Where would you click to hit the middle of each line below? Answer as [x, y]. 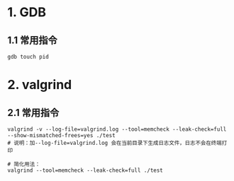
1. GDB [27, 12]
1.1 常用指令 [33, 40]
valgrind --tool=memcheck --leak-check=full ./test [85, 170]
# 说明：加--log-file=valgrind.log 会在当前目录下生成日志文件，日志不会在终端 [115, 143]
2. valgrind [40, 85]
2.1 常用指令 [33, 113]
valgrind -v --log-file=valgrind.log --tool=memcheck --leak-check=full [117, 129]
